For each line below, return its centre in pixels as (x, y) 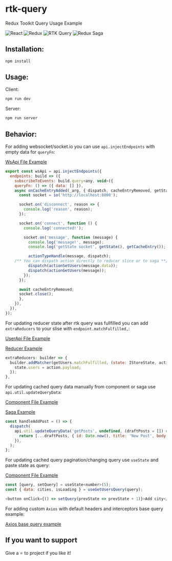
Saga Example (20, 412)
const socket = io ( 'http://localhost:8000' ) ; (68, 195)
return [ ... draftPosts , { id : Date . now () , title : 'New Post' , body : (93, 436)
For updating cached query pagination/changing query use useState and (82, 460)
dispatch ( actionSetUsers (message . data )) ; (73, 266)
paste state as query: (28, 465)
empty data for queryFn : (30, 152)
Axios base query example (33, 524)
